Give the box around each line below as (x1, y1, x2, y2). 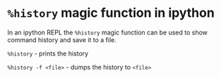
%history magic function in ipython (7, 5, 215, 21)
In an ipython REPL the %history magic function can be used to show (7, 28, 208, 37)
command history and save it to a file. (7, 35, 117, 44)
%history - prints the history (7, 49, 89, 58)
